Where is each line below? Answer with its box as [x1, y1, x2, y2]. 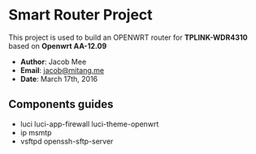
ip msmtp [20, 127, 52, 137]
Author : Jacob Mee [20, 57, 87, 66]
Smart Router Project [8, 6, 153, 24]
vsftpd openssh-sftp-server [20, 136, 114, 146]
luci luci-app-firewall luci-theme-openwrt [20, 119, 159, 129]
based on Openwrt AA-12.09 [8, 41, 107, 50]
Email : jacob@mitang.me [20, 65, 104, 75]
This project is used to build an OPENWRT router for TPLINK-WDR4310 [8, 32, 248, 42]
